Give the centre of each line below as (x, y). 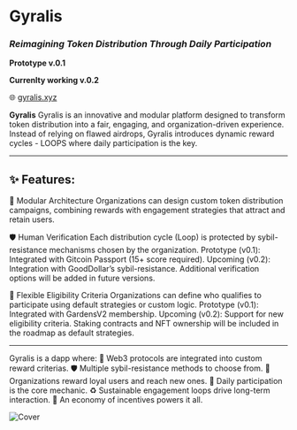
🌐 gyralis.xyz (33, 97)
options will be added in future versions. (82, 278)
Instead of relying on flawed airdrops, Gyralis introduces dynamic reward (142, 134)
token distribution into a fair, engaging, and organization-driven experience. (147, 125)
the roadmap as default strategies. (72, 333)
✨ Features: (42, 179)
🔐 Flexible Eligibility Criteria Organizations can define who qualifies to (136, 296)
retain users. (32, 219)
